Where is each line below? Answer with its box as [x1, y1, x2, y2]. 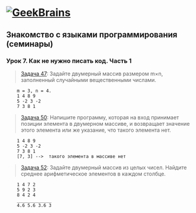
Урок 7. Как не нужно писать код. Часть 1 [6, 56, 132, 65]
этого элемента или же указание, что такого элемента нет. [20, 126, 171, 133]
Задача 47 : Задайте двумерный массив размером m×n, [20, 70, 163, 77]
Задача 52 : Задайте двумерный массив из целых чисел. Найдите [20, 164, 187, 171]
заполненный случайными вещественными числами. [20, 76, 156, 83]
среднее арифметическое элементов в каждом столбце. [20, 170, 166, 177]
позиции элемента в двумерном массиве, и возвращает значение [20, 120, 190, 127]
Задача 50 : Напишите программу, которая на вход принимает [20, 113, 179, 121]
